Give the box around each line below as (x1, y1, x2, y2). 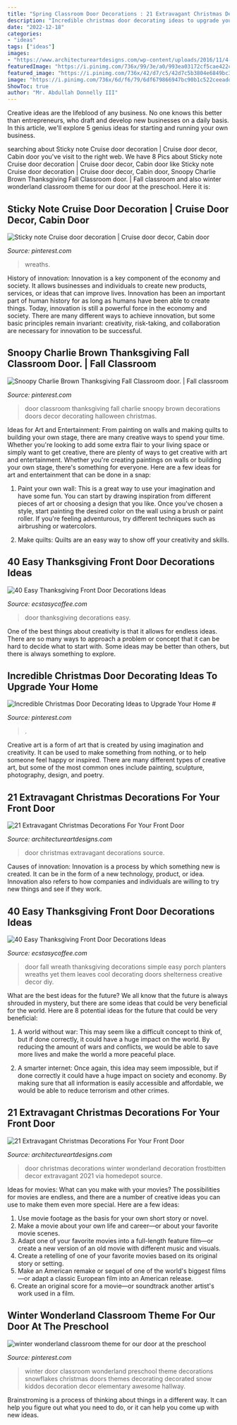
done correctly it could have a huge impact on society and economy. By (17, 1071, 227, 1079)
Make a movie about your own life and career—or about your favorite (17, 1221, 219, 1230)
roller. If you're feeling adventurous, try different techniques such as (17, 514, 216, 523)
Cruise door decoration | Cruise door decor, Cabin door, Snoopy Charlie (7, 168, 217, 176)
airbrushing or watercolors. (17, 521, 97, 530)
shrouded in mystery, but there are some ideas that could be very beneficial (7, 999, 228, 1007)
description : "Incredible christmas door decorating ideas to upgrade (7, 17, 219, 24)
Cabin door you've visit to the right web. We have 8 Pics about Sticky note (7, 153, 223, 161)
